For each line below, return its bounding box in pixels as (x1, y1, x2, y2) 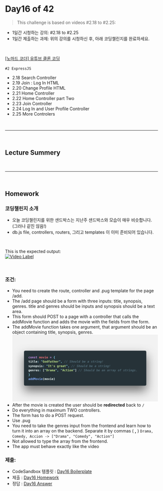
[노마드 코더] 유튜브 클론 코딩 (5, 55, 60, 61)
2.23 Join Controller (12, 100, 52, 106)
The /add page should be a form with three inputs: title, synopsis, (12, 298, 143, 304)
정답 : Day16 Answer (12, 481, 52, 487)
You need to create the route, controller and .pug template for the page (12, 288, 154, 294)
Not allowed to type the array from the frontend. (12, 438, 108, 444)
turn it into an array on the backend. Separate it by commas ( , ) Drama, (12, 428, 154, 434)
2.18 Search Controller (12, 75, 57, 80)
